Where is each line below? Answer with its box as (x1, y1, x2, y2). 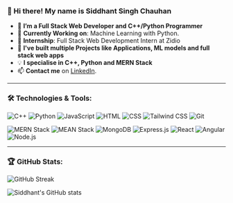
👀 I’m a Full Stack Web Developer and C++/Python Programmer (17, 22, 203, 30)
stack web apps (17, 51, 64, 59)
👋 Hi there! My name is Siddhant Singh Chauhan (7, 6, 172, 16)
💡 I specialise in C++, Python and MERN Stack (17, 59, 153, 67)
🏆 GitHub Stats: (7, 157, 64, 166)
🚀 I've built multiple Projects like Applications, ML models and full (17, 44, 210, 52)
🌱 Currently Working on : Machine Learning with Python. (17, 29, 180, 37)
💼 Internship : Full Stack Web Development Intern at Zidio (17, 37, 180, 45)
